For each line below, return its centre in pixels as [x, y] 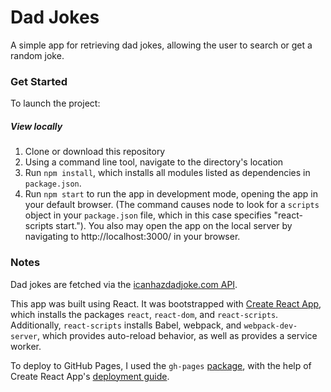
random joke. [37, 55]
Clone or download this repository [95, 152]
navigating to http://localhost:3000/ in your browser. [132, 237]
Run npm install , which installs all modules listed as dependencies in [167, 173]
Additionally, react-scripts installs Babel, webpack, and [126, 325]
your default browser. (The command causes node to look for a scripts [172, 205]
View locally [36, 126]
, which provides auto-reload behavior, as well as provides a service [177, 335]
